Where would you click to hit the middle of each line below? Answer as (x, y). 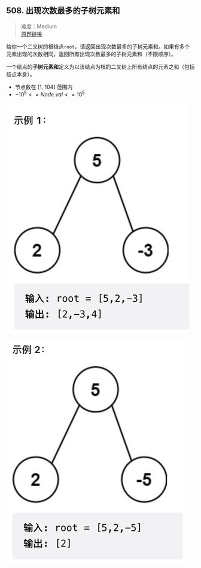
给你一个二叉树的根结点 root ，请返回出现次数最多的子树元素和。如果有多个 (98, 46)
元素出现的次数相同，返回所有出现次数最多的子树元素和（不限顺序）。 (91, 54)
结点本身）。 (21, 74)
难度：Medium (39, 26)
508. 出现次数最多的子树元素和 (63, 11)
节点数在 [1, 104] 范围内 (44, 87)
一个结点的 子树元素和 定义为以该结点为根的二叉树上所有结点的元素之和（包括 (100, 66)
